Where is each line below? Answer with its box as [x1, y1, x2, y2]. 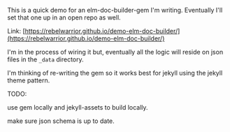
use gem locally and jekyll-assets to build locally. [7, 103, 148, 111]
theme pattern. [7, 76, 50, 85]
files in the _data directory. [7, 55, 84, 64]
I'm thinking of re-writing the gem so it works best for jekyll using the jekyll [7, 69, 223, 77]
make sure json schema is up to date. [7, 117, 115, 125]
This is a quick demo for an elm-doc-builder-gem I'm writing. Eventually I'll [7, 6, 223, 14]
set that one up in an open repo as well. [7, 13, 121, 22]
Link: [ [7, 27, 26, 35]
